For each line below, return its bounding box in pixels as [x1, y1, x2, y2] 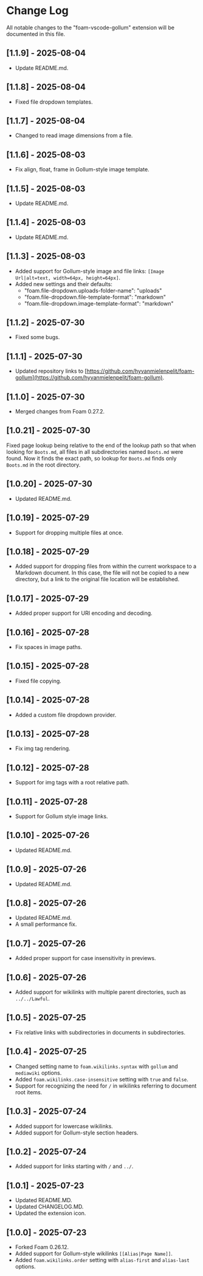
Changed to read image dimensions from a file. [15, 132, 133, 139]
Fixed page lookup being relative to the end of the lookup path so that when [6, 442, 196, 449]
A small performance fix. [15, 920, 77, 928]
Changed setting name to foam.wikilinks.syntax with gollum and [15, 1063, 178, 1070]
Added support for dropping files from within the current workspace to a [15, 562, 196, 570]
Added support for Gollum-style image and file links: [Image [15, 267, 165, 274]
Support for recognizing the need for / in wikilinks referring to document [15, 1082, 197, 1089]
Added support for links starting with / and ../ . [15, 1163, 134, 1170]
